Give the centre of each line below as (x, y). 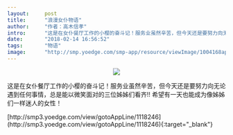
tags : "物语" (34, 46)
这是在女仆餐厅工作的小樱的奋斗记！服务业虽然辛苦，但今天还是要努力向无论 (116, 85)
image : (17, 53)
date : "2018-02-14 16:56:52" (59, 39)
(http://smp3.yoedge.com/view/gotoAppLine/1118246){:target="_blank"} (110, 124)
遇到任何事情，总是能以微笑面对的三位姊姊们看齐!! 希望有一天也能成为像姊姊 (116, 94)
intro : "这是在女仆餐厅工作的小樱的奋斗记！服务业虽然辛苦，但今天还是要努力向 (115, 33)
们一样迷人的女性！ (35, 103)
